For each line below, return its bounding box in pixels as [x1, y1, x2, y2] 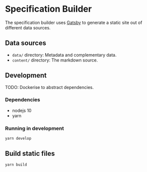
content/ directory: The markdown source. [12, 57, 98, 63]
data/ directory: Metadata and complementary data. [12, 52, 117, 58]
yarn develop [5, 136, 32, 141]
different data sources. [5, 24, 51, 30]
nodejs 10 [12, 107, 32, 113]
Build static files [5, 149, 55, 157]
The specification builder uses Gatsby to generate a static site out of [5, 20, 143, 25]
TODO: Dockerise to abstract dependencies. [5, 84, 94, 90]
